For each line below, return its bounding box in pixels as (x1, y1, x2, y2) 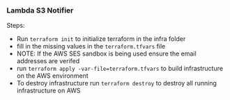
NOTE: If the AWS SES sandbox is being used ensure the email (16, 49, 197, 58)
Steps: (6, 22, 25, 30)
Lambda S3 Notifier (6, 6, 74, 15)
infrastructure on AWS (16, 86, 81, 95)
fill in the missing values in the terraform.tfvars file (16, 42, 166, 51)
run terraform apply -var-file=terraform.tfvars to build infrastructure (16, 65, 224, 73)
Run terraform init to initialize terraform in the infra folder (16, 35, 186, 43)
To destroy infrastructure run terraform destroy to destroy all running (16, 79, 217, 87)
